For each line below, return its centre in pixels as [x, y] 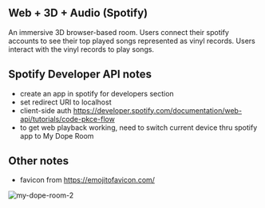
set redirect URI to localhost [65, 102]
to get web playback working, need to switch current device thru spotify [138, 128]
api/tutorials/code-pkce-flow [67, 119]
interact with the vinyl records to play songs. [81, 49]
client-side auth [45, 110]
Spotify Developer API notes [80, 75]
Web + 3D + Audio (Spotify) [78, 13]
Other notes [39, 161]
